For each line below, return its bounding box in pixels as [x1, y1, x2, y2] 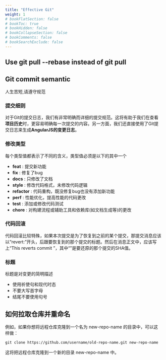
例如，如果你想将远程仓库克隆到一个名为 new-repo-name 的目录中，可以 [5, 324, 154, 330]
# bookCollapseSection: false [5, 30, 68, 35]
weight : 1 [5, 12, 26, 17]
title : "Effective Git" [5, 7, 55, 12]
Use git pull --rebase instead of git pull [5, 58, 126, 67]
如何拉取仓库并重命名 [5, 310, 70, 318]
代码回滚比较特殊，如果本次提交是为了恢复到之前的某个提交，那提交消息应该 [5, 232, 162, 238]
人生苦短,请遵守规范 [5, 88, 46, 94]
